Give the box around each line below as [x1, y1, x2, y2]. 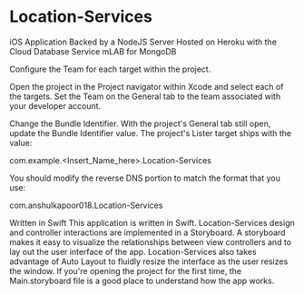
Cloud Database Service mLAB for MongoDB [9, 45, 177, 56]
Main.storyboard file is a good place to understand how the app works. [9, 275, 275, 286]
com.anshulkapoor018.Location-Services [9, 200, 163, 211]
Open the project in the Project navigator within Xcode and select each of [9, 81, 284, 92]
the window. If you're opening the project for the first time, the [9, 265, 242, 276]
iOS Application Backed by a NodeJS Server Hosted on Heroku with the [9, 36, 277, 47]
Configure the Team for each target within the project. [9, 64, 211, 74]
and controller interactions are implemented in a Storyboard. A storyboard [9, 227, 286, 238]
